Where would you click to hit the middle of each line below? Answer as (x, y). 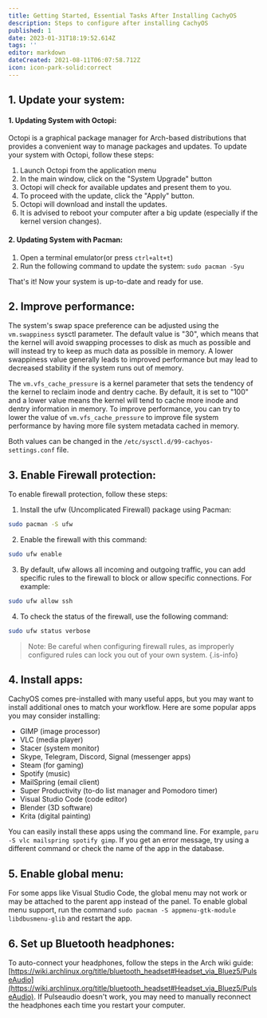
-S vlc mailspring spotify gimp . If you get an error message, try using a (129, 840)
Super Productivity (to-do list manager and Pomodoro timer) (118, 790)
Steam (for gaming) (52, 765)
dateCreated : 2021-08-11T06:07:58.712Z (75, 61)
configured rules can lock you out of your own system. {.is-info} (133, 655)
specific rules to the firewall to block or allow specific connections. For (136, 578)
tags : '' (23, 46)
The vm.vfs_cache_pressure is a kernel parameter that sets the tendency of (131, 383)
